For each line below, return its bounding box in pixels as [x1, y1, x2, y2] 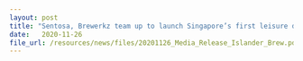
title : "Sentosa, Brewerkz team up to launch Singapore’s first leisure [9, 22, 289, 30]
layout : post [9, 13, 59, 22]
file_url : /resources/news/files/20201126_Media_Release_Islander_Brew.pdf [9, 38, 300, 48]
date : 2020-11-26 [9, 30, 83, 39]
